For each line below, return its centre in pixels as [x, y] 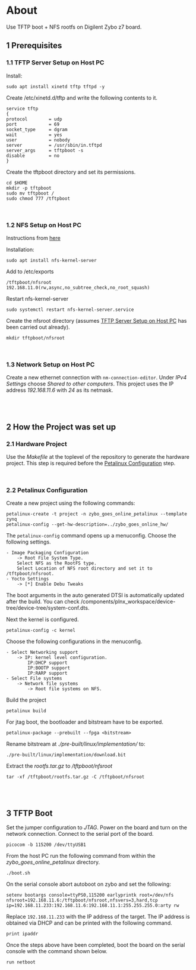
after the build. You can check [43, 602]
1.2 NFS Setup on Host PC [44, 225]
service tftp [22, 109]
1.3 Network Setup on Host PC [50, 364]
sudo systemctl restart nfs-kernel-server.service [70, 310]
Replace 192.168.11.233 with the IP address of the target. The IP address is [98, 917]
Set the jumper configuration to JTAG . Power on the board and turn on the [97, 827]
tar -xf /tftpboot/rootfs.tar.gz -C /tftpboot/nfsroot [75, 777]
